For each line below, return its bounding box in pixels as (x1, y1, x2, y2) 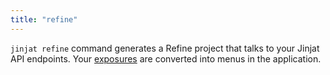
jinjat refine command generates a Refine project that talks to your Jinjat (10, 42, 320, 54)
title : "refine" (10, 14, 78, 25)
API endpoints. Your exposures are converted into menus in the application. (10, 52, 322, 65)
